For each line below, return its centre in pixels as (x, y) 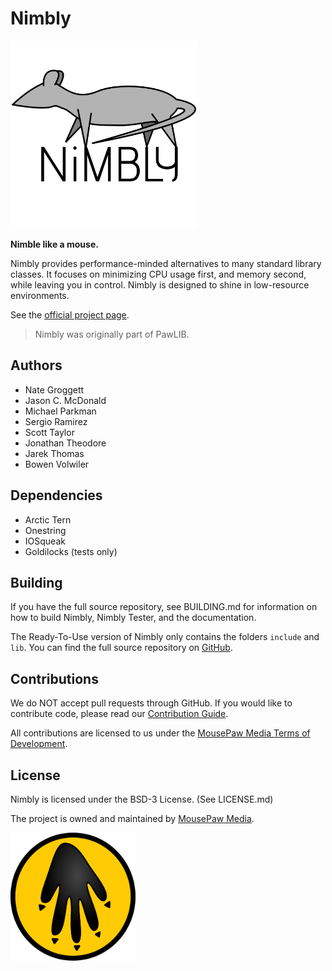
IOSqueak (45, 541)
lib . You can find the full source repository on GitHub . (121, 648)
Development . (39, 744)
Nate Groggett (54, 389)
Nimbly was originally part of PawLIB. (112, 334)
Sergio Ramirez (56, 421)
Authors (36, 365)
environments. (40, 295)
